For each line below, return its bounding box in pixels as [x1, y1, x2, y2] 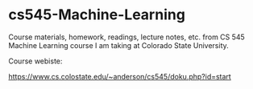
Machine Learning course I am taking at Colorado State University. [8, 40, 230, 50]
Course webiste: [8, 56, 63, 66]
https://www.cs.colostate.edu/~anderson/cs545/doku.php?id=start [8, 71, 231, 81]
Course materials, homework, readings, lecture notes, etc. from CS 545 [8, 32, 246, 42]
